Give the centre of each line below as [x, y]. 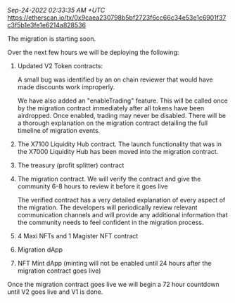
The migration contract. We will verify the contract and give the [109, 179]
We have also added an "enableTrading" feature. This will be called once [123, 101]
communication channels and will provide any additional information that [122, 215]
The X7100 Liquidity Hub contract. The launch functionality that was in [119, 144]
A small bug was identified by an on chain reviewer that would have [115, 79]
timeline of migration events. [59, 130]
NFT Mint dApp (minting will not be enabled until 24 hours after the [114, 263]
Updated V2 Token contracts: [60, 66]
